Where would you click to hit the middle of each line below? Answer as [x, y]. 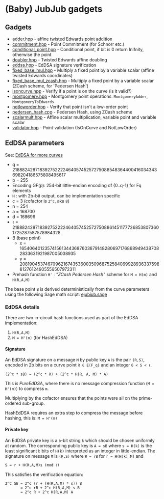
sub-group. [33, 403]
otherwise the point [32, 55]
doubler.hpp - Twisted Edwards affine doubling [59, 60]
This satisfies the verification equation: [44, 474]
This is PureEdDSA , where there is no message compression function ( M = [80, 384]
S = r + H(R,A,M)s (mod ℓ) [32, 465]
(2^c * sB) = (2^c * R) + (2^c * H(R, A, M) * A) [57, 374]
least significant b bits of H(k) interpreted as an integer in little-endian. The [80, 451]
